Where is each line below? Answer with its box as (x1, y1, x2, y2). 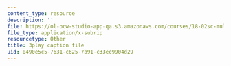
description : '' (7, 16, 54, 23)
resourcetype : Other (7, 36, 67, 43)
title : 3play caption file (7, 42, 85, 49)
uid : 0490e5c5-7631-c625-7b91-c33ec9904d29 (7, 49, 134, 56)
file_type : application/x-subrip (7, 29, 103, 36)
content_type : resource (7, 10, 76, 17)
